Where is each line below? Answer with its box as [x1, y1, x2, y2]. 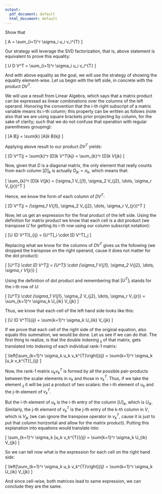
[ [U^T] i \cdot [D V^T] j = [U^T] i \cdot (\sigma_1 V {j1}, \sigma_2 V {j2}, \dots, [5, 262, 154, 268]
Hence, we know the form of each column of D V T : [5, 193, 105, 199]
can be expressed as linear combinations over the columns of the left [5, 98, 144, 104]
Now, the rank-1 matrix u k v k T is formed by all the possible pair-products [5, 368, 148, 375]
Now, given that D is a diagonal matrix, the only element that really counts [5, 162, 152, 168]
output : [5, 7, 21, 12]
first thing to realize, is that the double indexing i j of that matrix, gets [5, 337, 141, 344]
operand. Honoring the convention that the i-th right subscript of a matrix [5, 103, 151, 109]
